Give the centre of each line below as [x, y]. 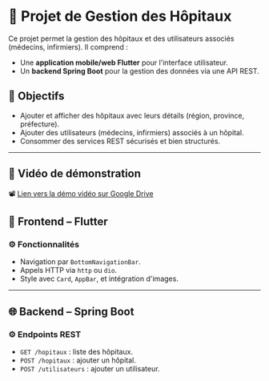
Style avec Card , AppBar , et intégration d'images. [99, 279]
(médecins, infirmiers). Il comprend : [68, 46]
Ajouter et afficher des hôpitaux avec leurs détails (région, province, [132, 115]
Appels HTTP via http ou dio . [68, 271]
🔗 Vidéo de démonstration [75, 174]
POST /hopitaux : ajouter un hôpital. [78, 360]
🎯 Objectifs [36, 96]
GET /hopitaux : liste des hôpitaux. [76, 351]
